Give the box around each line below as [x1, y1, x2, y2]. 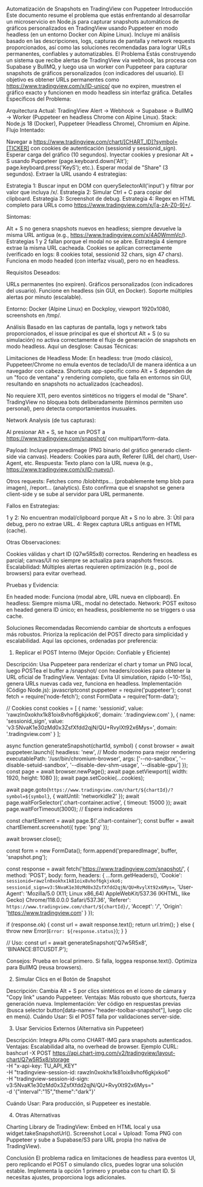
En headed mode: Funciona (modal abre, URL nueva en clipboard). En [6, 593, 181, 600]
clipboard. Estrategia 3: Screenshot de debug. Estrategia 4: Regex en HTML [6, 195, 196, 202]
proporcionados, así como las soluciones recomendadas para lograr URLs [6, 44, 191, 51]
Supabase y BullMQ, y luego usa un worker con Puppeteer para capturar [6, 63, 188, 70]
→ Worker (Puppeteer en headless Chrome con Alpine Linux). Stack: [6, 113, 178, 121]
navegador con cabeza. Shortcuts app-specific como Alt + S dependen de [6, 367, 193, 375]
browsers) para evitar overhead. [6, 570, 87, 577]
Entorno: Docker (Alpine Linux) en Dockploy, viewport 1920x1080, [6, 306, 171, 312]
